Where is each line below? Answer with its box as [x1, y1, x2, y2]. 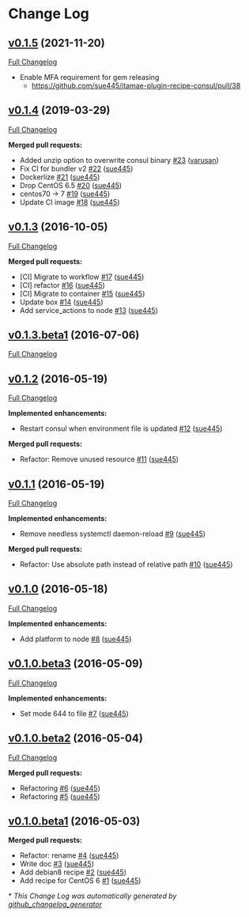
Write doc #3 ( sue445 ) [19, 859, 95, 869]
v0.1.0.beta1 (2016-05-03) [8, 814, 141, 828]
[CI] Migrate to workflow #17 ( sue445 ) [19, 272, 145, 281]
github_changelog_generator [8, 900, 103, 909]
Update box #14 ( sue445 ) [19, 297, 104, 307]
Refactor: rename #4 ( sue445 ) [19, 851, 119, 860]
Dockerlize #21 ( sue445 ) [19, 172, 100, 182]
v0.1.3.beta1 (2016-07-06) [8, 329, 140, 342]
